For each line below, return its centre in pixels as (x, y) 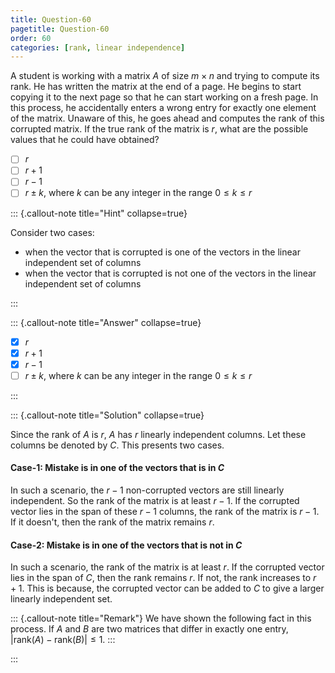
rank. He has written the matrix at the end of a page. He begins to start (156, 87)
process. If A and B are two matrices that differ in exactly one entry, (149, 629)
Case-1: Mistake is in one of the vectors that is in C (117, 468)
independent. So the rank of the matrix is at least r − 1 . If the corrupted (155, 500)
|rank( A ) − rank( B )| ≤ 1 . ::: (63, 640)
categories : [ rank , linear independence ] (98, 47)
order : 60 (31, 38)
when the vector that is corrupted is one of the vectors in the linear (162, 252)
